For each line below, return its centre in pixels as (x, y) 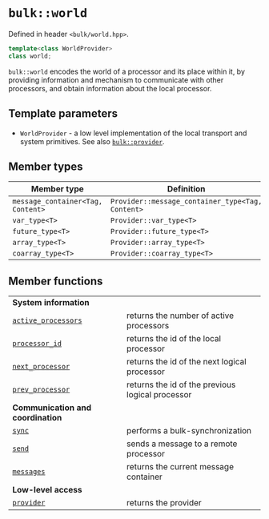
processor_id (37, 344)
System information (51, 303)
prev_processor (41, 390)
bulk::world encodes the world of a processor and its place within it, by (127, 71)
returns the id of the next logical (187, 362)
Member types (46, 166)
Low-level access (47, 490)
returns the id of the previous (181, 384)
